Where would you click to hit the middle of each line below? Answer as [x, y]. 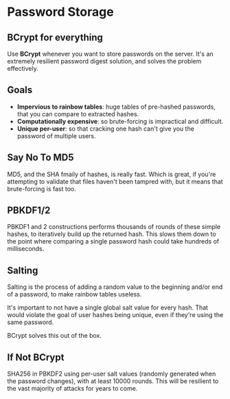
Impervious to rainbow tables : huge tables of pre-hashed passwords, [116, 107]
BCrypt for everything [55, 37]
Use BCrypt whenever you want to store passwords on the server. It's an [111, 54]
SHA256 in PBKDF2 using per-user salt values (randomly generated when [112, 374]
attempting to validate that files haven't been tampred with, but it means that [115, 181]
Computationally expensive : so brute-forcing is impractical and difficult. [120, 121]
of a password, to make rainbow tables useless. [74, 294]
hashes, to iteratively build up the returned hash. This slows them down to [112, 234]
